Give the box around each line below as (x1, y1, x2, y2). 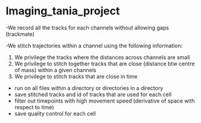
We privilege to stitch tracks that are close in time (14, 73, 138, 80)
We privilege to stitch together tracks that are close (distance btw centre (14, 60, 195, 67)
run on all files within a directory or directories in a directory (14, 84, 164, 91)
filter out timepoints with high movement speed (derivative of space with (14, 97, 196, 104)
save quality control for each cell (14, 110, 96, 117)
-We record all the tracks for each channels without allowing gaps (5, 24, 170, 31)
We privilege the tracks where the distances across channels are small (14, 53, 191, 61)
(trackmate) (5, 30, 35, 37)
